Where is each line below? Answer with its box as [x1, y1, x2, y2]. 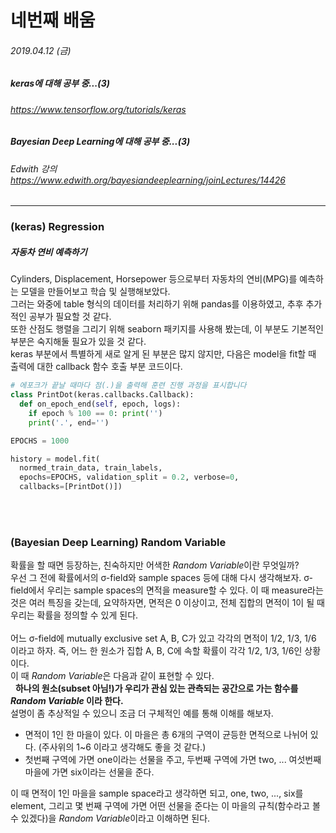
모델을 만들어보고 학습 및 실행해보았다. [20, 286, 171, 298]
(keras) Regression [10, 220, 105, 234]
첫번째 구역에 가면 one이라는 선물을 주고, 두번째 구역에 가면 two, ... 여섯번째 [24, 754, 322, 766]
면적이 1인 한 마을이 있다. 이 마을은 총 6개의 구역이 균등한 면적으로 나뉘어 [24, 729, 308, 741]
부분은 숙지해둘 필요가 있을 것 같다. [10, 336, 147, 348]
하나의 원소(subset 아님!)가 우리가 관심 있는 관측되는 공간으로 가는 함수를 [14, 682, 299, 695]
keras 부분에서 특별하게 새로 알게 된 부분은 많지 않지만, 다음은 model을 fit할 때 [10, 348, 317, 360]
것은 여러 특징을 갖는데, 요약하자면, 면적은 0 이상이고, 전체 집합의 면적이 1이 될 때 [10, 597, 325, 609]
